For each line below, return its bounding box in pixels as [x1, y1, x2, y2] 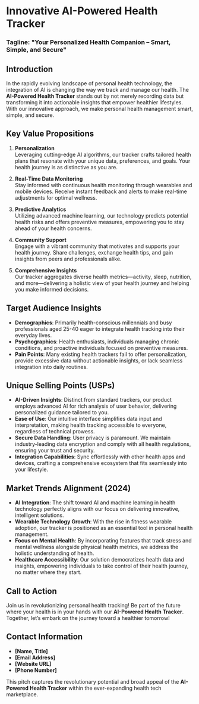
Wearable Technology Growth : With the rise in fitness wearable [14, 518, 172, 525]
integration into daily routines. [14, 363, 88, 370]
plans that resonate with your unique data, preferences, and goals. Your [14, 157, 191, 165]
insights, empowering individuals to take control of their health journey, [14, 562, 189, 570]
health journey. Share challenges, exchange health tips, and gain [14, 249, 173, 256]
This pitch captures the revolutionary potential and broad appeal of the [6, 678, 179, 685]
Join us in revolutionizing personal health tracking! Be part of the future [6, 601, 181, 609]
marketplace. [6, 690, 39, 698]
